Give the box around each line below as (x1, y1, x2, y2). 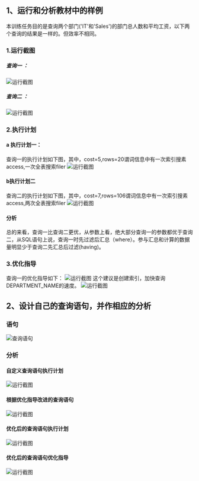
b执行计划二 (6, 178, 36, 185)
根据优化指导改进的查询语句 (6, 396, 74, 403)
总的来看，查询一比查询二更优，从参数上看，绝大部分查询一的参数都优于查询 (6, 228, 193, 236)
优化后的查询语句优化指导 (6, 454, 69, 461)
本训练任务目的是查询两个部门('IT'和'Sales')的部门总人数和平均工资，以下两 (6, 23, 190, 30)
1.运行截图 (6, 46, 36, 55)
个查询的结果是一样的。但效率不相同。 (6, 30, 99, 37)
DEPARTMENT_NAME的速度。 (6, 282, 80, 289)
